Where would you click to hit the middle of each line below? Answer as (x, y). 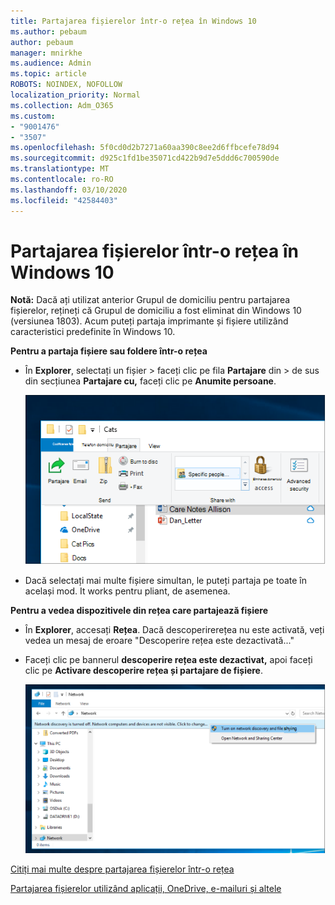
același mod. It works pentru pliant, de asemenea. (127, 591)
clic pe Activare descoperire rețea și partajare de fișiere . (144, 671)
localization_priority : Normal (75, 95)
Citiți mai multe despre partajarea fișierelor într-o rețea (122, 869)
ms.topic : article (48, 74)
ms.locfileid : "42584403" (64, 200)
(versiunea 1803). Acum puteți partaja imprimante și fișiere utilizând (149, 321)
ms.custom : (33, 116)
